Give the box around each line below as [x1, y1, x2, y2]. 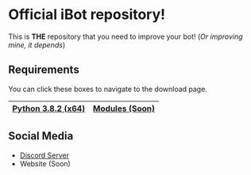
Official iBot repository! [8, 6, 166, 24]
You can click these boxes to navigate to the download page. [8, 84, 208, 93]
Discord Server [19, 150, 70, 160]
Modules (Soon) [92, 103, 156, 114]
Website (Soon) [19, 158, 71, 168]
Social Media [8, 129, 74, 143]
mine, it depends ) [8, 40, 66, 49]
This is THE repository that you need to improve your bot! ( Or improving [8, 32, 244, 41]
